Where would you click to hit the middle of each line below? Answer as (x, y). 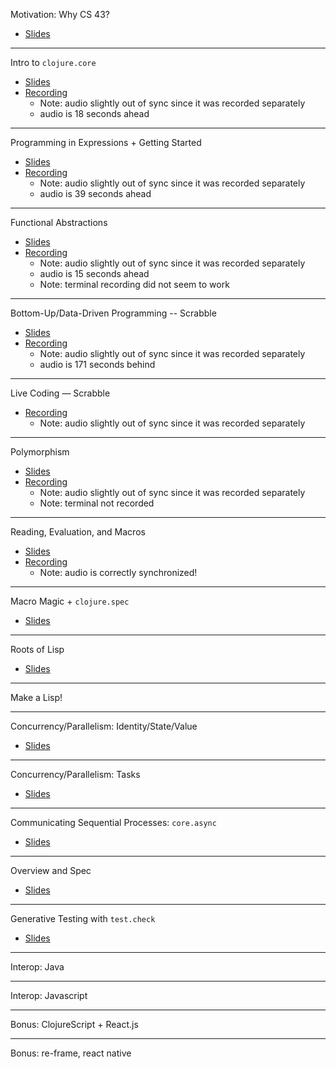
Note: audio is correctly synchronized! (118, 572)
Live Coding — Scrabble (60, 393)
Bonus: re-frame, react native (71, 1053)
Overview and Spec (51, 870)
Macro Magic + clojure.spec (70, 601)
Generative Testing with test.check (83, 918)
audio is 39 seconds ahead (95, 193)
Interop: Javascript (49, 995)
